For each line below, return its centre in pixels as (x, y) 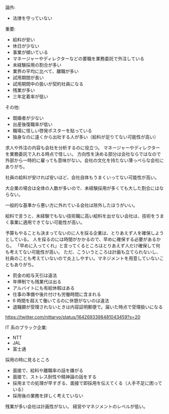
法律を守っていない (33, 18)
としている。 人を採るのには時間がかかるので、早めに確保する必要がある (81, 239)
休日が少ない (26, 46)
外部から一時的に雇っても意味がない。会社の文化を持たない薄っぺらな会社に (84, 160)
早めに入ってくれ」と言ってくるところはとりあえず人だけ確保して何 (90, 246)
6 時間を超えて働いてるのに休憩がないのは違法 (61, 301)
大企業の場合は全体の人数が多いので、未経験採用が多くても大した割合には (82, 188)
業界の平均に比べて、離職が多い (46, 71)
